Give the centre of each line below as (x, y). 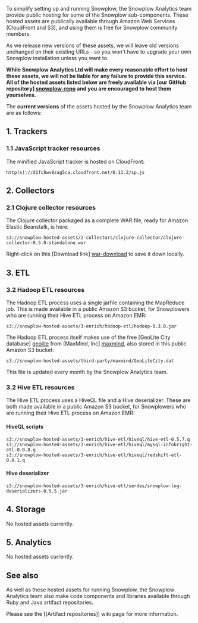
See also (22, 575)
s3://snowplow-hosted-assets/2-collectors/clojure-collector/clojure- (95, 238)
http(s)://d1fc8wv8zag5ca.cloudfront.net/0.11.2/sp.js (76, 172)
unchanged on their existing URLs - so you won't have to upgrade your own (99, 52)
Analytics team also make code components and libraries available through (98, 596)
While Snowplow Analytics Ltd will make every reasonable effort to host (97, 70)
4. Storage (26, 510)
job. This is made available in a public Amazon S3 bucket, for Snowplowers (98, 309)
